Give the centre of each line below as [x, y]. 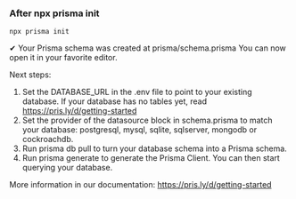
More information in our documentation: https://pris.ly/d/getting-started [140, 185]
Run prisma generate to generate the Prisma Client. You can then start [151, 158]
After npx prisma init [54, 13]
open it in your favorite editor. [63, 58]
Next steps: [30, 75]
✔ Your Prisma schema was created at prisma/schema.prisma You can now [148, 48]
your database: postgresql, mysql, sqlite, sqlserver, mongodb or [139, 130]
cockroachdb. [48, 139]
